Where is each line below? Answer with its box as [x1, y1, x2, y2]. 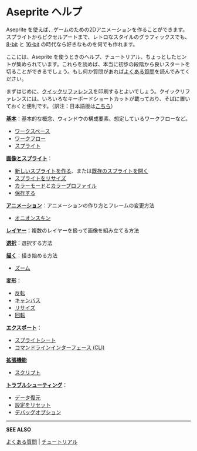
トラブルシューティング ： [6, 381, 68, 389]
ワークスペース [14, 127, 50, 134]
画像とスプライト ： [6, 154, 53, 162]
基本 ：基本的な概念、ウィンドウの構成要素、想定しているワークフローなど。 [6, 115, 191, 122]
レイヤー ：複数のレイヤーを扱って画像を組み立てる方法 [6, 227, 140, 234]
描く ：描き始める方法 [6, 251, 57, 259]
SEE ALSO [6, 426, 31, 433]
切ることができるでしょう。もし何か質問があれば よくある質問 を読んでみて [6, 68, 185, 75]
